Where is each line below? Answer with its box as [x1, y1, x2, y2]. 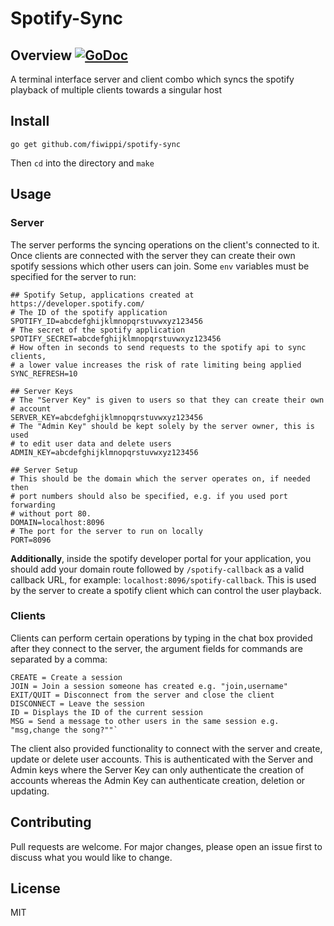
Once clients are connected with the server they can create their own [10, 249, 296, 261]
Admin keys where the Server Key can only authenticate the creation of [10, 763, 305, 776]
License [10, 880, 61, 897]
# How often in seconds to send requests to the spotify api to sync [10, 342, 307, 352]
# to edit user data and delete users [10, 438, 172, 449]
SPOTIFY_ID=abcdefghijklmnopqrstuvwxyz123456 [10, 316, 203, 326]
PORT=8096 [10, 535, 52, 545]
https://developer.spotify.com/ [10, 298, 145, 309]
